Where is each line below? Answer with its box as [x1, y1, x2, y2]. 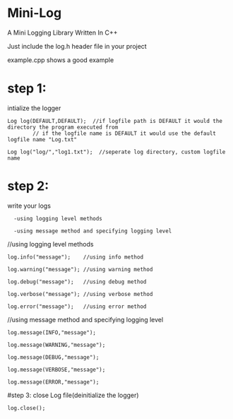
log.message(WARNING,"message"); [7, 341, 106, 348]
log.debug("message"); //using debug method [7, 278, 147, 285]
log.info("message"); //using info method [7, 253, 143, 261]
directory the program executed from [7, 124, 119, 131]
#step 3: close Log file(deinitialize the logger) [7, 391, 139, 399]
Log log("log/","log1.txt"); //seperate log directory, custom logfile [7, 148, 226, 155]
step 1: [7, 81, 47, 97]
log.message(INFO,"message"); [7, 329, 97, 336]
